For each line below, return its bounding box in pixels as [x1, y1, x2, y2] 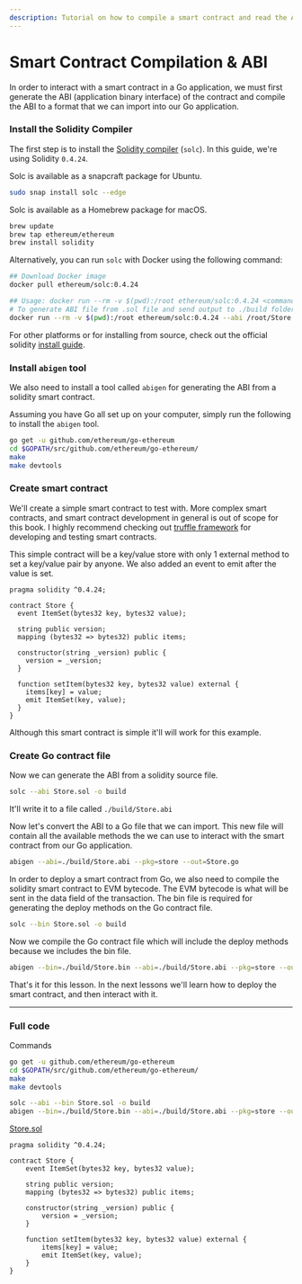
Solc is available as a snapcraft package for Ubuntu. [9, 170, 202, 181]
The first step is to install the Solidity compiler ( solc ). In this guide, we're [9, 143, 278, 154]
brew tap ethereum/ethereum [9, 230, 115, 239]
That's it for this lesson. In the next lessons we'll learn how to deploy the [9, 979, 277, 990]
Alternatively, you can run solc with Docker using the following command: [9, 254, 283, 265]
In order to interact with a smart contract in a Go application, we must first [9, 82, 283, 93]
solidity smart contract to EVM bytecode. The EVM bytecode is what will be [9, 883, 289, 894]
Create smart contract [9, 482, 109, 495]
